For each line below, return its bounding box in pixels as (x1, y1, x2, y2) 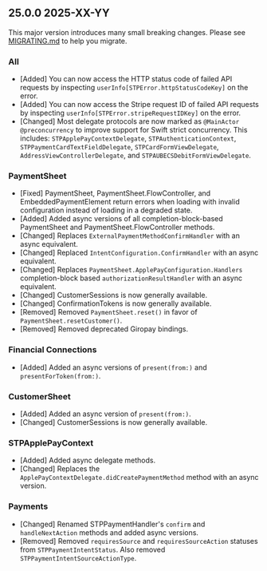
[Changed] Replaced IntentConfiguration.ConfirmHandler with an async (19, 248, 259, 258)
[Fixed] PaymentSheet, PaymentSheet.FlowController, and (19, 188, 211, 198)
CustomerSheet (8, 391, 72, 402)
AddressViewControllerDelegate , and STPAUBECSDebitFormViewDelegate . (19, 151, 251, 161)
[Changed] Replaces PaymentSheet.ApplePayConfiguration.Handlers (19, 265, 243, 275)
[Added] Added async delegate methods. (19, 455, 156, 466)
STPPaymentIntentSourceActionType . (19, 553, 137, 562)
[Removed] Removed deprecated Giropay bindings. (19, 324, 189, 334)
